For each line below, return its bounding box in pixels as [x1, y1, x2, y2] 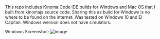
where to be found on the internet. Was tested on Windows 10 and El [5, 14, 142, 20]
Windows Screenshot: [5, 29, 50, 34]
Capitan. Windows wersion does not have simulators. [5, 19, 112, 25]
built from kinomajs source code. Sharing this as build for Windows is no [5, 9, 150, 15]
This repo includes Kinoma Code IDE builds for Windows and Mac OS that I [5, 4, 156, 10]
